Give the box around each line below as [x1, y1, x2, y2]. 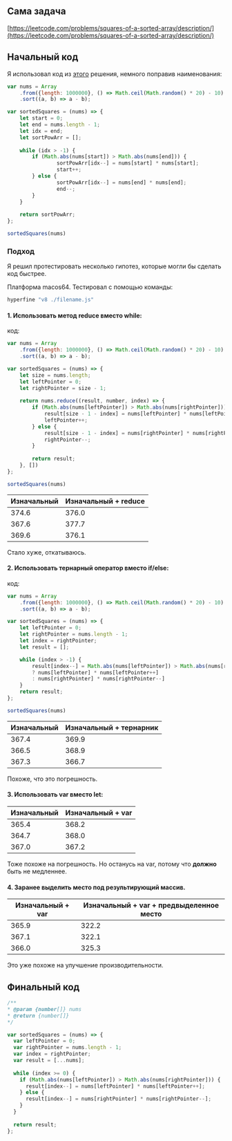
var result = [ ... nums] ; [13, 1057, 85, 1064]
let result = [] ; [19, 643, 70, 651]
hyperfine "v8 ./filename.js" [7, 297, 95, 304]
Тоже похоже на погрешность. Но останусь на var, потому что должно [7, 860, 217, 869]
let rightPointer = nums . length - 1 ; [19, 631, 128, 638]
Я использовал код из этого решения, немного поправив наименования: [7, 69, 222, 78]
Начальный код [7, 51, 79, 63]
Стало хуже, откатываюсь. [7, 548, 86, 556]
